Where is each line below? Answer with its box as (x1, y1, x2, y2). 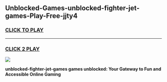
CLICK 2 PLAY (5, 45, 40, 52)
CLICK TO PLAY (5, 27, 44, 34)
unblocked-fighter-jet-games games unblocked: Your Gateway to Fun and (5, 66, 162, 72)
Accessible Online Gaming (5, 71, 61, 77)
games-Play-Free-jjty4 (5, 12, 78, 20)
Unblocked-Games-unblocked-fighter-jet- (5, 4, 140, 12)
